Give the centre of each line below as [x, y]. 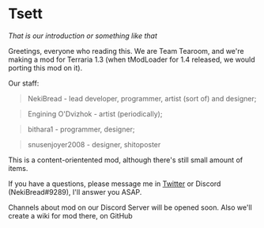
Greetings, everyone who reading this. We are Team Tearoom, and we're [126, 51]
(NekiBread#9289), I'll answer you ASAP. [75, 192]
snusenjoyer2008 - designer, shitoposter [94, 144]
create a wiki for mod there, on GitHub [70, 215]
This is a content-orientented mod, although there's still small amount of [126, 160]
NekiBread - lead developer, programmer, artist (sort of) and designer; [142, 98]
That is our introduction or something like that [83, 36]
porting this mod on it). [45, 67]
